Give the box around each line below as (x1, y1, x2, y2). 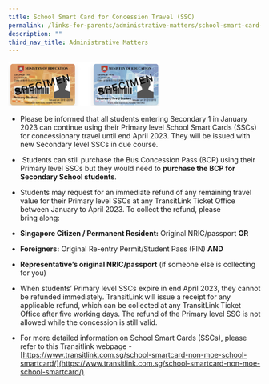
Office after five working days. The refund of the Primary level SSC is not (19, 309, 261, 318)
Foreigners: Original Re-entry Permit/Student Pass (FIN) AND (19, 244, 224, 254)
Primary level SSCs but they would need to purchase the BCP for (19, 163, 235, 173)
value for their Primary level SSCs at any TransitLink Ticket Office (19, 196, 236, 206)
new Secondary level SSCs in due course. (19, 139, 159, 149)
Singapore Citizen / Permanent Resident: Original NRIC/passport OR (19, 228, 249, 238)
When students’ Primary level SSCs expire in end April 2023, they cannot (19, 283, 261, 293)
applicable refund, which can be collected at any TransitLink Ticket (19, 300, 242, 310)
